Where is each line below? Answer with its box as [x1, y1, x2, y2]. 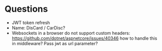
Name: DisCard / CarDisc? [11, 25, 65, 30]
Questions [4, 3, 48, 15]
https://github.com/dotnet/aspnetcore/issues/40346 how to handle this [11, 35, 158, 41]
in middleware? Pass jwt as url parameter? [11, 40, 98, 46]
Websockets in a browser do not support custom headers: [11, 30, 130, 36]
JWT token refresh [11, 20, 50, 25]
